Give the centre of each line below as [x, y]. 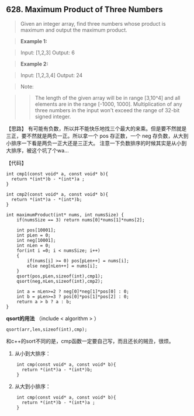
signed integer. [53, 116]
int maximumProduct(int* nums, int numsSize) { [65, 215]
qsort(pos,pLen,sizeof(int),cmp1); [60, 276]
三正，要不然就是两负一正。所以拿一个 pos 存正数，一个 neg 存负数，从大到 [97, 136]
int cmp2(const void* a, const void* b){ [57, 194]
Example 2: [34, 64]
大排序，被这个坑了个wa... [37, 150]
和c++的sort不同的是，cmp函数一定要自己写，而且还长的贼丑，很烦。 [90, 341]
